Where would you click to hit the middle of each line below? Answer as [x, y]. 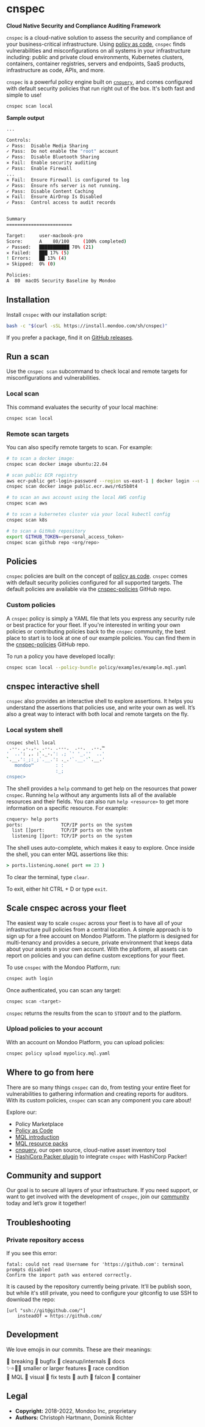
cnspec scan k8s [27, 520]
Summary [16, 219]
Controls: [19, 140]
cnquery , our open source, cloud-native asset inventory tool [91, 1150]
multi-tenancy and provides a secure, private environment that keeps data [99, 942]
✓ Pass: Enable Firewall [39, 169]
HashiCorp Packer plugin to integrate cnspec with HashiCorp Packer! [101, 1156]
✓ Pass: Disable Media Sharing [47, 146]
